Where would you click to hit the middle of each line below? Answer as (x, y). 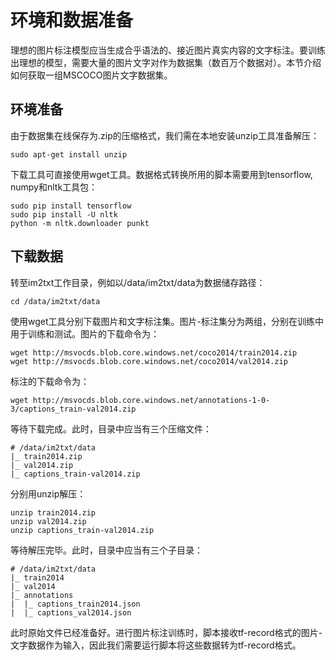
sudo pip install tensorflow (71, 206)
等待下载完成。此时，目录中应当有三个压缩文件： (111, 428)
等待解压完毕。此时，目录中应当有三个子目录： (106, 550)
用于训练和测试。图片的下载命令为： (85, 333)
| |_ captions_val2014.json (71, 612)
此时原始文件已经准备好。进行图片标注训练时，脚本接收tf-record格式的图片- (166, 632)
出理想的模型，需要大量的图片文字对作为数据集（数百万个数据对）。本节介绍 (166, 62)
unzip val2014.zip (48, 521)
